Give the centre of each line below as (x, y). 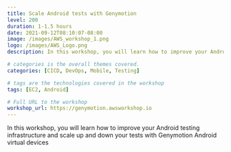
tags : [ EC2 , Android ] (38, 89)
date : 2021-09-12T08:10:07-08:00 (55, 33)
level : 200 (23, 20)
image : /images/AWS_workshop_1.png (58, 39)
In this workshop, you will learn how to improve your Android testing (103, 128)
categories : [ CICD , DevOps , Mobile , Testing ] (73, 70)
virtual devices (28, 142)
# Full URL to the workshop (47, 102)
